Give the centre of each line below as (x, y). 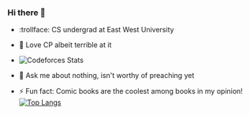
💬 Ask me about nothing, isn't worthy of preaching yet (106, 76)
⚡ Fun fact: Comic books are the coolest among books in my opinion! (131, 91)
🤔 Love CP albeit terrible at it (65, 45)
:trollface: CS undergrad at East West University (96, 30)
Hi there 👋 (27, 13)
